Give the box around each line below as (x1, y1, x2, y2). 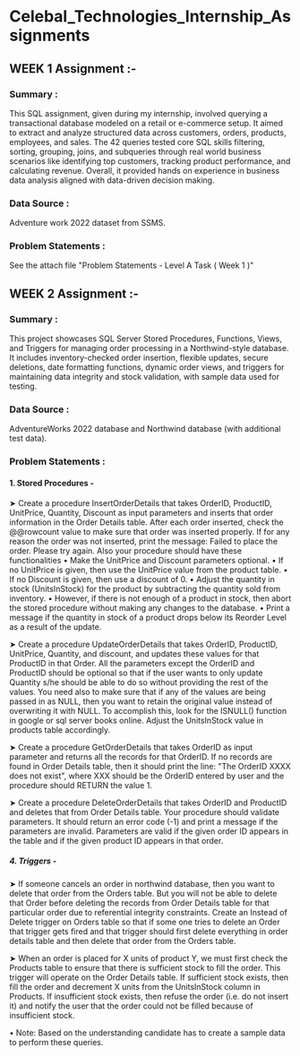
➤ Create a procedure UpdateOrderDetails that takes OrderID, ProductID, (9, 639, 279, 649)
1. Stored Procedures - (9, 477, 94, 488)
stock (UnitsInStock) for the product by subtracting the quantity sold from (9, 583, 281, 594)
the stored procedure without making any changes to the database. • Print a (9, 602, 291, 613)
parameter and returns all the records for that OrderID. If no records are (9, 751, 273, 762)
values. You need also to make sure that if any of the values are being (9, 686, 266, 697)
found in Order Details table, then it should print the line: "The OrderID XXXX (9, 760, 291, 771)
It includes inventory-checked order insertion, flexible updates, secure (9, 352, 269, 364)
